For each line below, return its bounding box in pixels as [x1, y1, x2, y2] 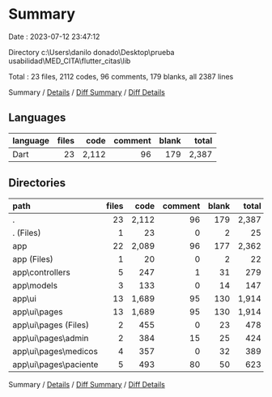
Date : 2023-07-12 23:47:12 [8, 32, 100, 41]
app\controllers [12, 267, 70, 278]
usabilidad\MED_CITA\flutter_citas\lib [8, 56, 131, 66]
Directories [8, 176, 66, 190]
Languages [8, 111, 66, 125]
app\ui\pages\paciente [12, 358, 99, 369]
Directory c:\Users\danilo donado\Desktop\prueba [8, 47, 175, 57]
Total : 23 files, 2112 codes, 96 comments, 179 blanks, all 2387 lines [8, 71, 234, 81]
